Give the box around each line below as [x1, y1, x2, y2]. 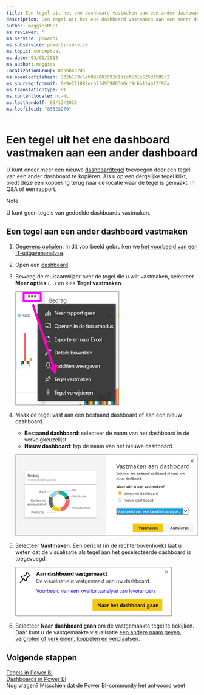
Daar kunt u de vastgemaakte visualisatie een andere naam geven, [15, 628, 182, 635]
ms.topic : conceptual [6, 49, 61, 55]
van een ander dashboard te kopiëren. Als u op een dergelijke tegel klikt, [6, 172, 188, 179]
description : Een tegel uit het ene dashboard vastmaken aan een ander [6, 16, 191, 22]
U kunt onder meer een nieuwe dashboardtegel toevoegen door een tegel [6, 166, 191, 173]
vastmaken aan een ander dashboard [6, 146, 198, 159]
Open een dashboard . [15, 261, 70, 268]
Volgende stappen [6, 652, 78, 663]
